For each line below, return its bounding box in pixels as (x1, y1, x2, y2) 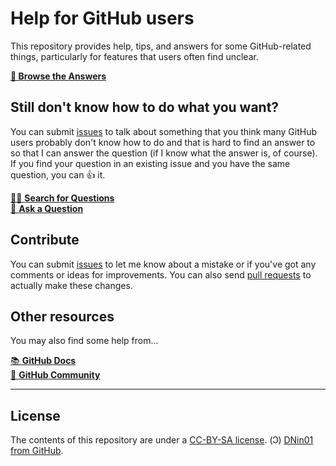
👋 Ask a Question (10, 202, 84, 214)
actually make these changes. (10, 279, 133, 291)
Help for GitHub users (10, 7, 195, 30)
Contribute (10, 232, 80, 249)
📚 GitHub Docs (10, 355, 77, 367)
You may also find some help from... (10, 335, 159, 347)
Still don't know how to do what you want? (10, 99, 280, 116)
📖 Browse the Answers (10, 70, 107, 82)
